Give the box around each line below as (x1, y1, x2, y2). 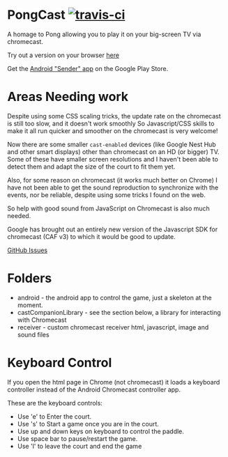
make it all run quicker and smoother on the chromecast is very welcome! (7, 126, 218, 135)
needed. (7, 211, 31, 219)
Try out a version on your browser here (7, 51, 120, 59)
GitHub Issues (7, 246, 47, 254)
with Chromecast (17, 316, 67, 324)
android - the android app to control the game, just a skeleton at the (17, 293, 213, 302)
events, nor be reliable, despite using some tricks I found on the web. (7, 190, 206, 199)
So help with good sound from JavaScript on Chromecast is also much (7, 204, 211, 212)
